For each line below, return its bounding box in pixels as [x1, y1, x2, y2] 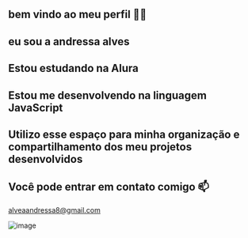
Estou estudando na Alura [8, 62, 139, 75]
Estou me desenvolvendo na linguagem [8, 89, 208, 102]
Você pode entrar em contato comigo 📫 [8, 180, 210, 194]
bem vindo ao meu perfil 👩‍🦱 [8, 8, 147, 21]
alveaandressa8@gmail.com [8, 205, 101, 214]
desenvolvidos [8, 152, 83, 166]
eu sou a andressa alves [8, 35, 130, 48]
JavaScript [8, 100, 63, 115]
